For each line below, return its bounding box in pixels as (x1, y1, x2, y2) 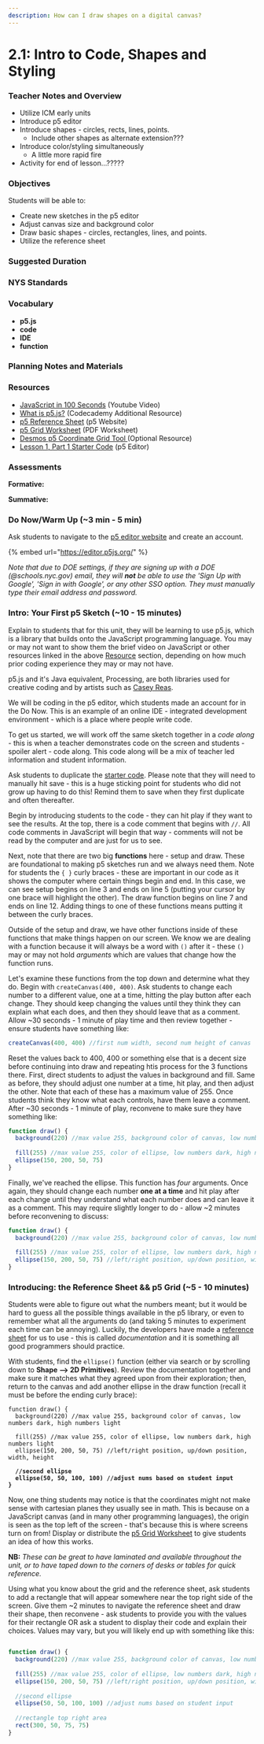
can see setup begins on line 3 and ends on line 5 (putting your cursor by (8, 884, 245, 894)
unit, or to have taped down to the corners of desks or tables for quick (8, 1560, 236, 1570)
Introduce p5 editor (19, 117, 82, 126)
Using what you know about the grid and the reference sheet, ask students (8, 1584, 251, 1594)
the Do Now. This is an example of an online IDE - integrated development (8, 706, 247, 715)
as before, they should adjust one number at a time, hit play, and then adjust (8, 1078, 255, 1088)
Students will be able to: (8, 196, 86, 206)
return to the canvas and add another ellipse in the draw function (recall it (8, 1382, 247, 1391)
